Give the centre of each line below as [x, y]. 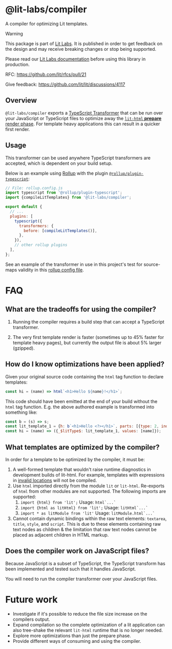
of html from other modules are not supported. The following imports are [89, 491]
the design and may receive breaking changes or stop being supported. [81, 49]
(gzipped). [24, 348]
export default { [24, 207]
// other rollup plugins [41, 245]
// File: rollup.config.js [34, 188]
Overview [21, 100]
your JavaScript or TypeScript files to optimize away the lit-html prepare [83, 118]
